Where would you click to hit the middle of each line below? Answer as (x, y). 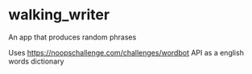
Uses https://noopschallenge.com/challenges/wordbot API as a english (126, 52)
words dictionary (36, 61)
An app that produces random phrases (72, 37)
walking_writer (59, 15)
